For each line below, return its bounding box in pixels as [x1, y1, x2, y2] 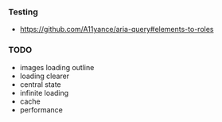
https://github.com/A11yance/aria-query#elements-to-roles [19, 25, 214, 34]
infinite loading [19, 88, 69, 97]
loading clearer [19, 71, 70, 81]
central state [19, 79, 61, 89]
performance [19, 104, 64, 114]
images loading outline [19, 62, 95, 72]
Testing [8, 6, 38, 18]
